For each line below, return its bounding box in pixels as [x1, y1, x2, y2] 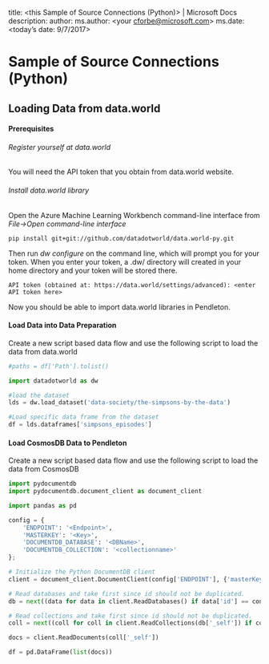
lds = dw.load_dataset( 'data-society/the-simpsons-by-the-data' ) [8, 399, 231, 407]
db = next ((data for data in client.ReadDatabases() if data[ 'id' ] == [8, 597, 249, 605]
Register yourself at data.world [8, 142, 110, 152]
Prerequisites [8, 124, 54, 134]
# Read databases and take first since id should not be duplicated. [8, 589, 246, 597]
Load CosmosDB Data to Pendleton [8, 438, 127, 447]
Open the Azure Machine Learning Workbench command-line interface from [8, 210, 260, 220]
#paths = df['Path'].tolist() [8, 362, 110, 370]
